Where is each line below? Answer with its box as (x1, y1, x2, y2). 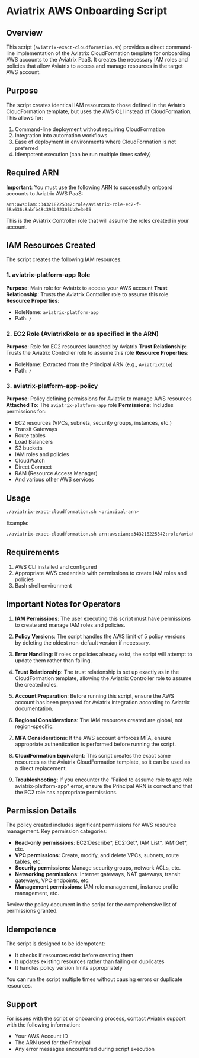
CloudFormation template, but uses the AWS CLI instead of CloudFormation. (6, 108, 192, 115)
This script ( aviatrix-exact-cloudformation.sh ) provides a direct (6, 43, 165, 50)
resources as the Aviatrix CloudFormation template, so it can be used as (14, 758, 191, 765)
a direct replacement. (14, 764, 67, 771)
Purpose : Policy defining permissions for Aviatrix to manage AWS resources (6, 395, 192, 402)
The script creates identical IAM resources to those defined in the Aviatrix (6, 101, 186, 108)
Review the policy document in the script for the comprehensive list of (6, 901, 177, 908)
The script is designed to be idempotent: (6, 940, 105, 947)
